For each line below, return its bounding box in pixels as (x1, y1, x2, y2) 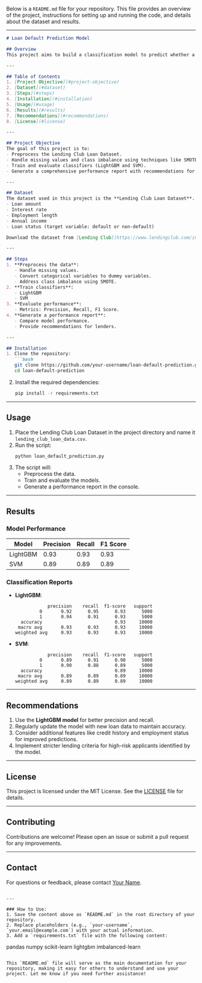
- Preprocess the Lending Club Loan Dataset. (6, 151, 122, 157)
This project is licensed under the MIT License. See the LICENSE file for (6, 788, 184, 795)
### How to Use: (6, 906, 47, 912)
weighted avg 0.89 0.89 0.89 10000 (14, 678, 153, 684)
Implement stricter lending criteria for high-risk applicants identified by (14, 742, 191, 750)
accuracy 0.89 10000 (20, 668, 153, 674)
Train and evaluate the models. (23, 476, 100, 484)
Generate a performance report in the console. (23, 483, 140, 490)
